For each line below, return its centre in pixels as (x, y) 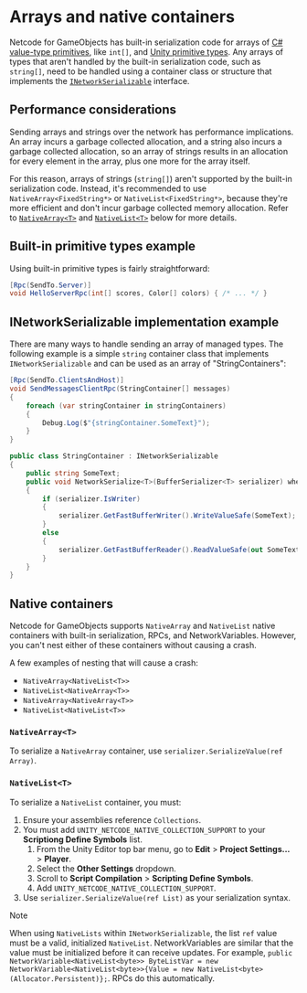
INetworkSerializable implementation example (144, 322)
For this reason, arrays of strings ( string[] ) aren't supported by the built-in (151, 178)
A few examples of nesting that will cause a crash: (104, 663)
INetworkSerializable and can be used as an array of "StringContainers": (148, 364)
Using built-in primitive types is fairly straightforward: (110, 268)
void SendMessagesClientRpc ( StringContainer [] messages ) (120, 389)
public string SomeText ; (73, 473)
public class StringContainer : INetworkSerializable (114, 456)
